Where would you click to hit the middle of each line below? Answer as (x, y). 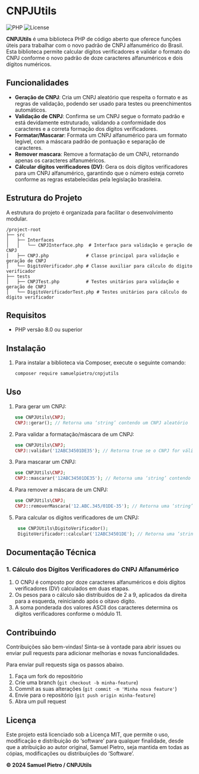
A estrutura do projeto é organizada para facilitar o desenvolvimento (90, 212)
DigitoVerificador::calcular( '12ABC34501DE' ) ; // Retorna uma (96, 534)
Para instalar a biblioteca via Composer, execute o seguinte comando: (100, 363)
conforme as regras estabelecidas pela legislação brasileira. (88, 179)
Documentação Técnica (51, 553)
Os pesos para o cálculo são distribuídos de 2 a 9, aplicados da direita (101, 595)
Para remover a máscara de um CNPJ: (61, 490)
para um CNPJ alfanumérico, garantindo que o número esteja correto (99, 173)
